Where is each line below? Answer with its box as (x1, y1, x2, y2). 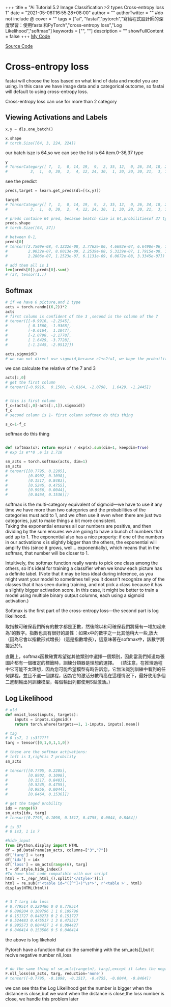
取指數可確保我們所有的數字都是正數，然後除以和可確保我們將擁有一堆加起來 (5, 623, 166, 630)
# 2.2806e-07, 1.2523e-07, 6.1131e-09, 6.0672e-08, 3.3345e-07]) (5, 253, 165, 258)
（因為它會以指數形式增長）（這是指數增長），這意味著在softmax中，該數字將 (5, 636, 165, 643)
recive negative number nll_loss (5, 952, 72, 958)
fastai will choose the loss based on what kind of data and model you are (5, 77, 158, 83)
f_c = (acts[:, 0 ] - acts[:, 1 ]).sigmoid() (5, 403, 85, 408)
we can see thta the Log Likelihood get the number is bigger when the (5, 985, 152, 991)
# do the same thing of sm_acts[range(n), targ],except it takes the (5, 966, 156, 971)
